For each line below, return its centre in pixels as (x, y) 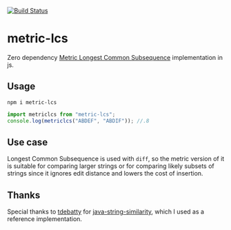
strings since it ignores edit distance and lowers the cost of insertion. (105, 174)
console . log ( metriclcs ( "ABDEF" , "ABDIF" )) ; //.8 (78, 121)
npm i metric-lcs (32, 102)
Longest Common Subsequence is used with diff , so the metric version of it (116, 159)
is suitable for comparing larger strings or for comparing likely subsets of (111, 166)
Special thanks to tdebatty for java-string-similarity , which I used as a (106, 212)
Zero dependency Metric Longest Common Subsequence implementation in (115, 57)
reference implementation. (45, 219)
